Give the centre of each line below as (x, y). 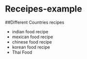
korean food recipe (31, 47)
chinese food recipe (32, 42)
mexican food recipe (32, 37)
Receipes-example (43, 9)
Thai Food (22, 52)
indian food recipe (30, 31)
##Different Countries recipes (35, 22)
